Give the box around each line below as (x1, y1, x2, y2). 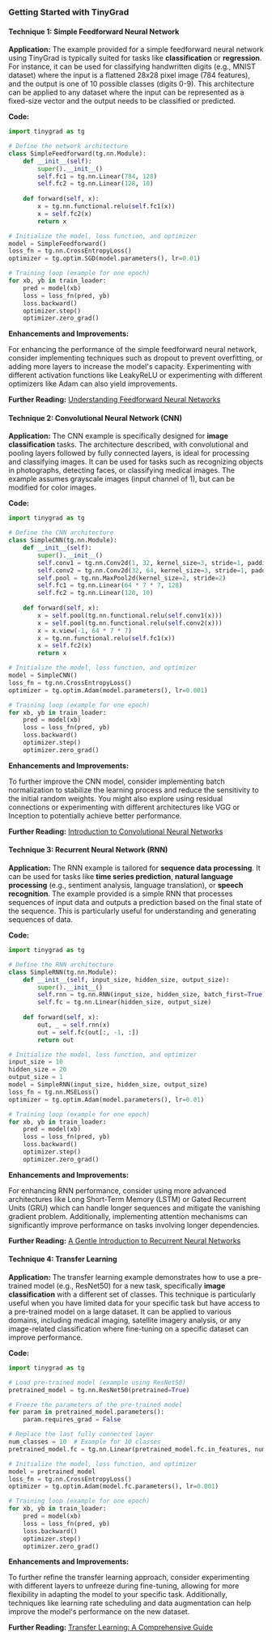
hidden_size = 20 (8, 1065, 67, 1074)
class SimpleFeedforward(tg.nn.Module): (8, 149, 147, 158)
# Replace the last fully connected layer (8, 1430, 154, 1438)
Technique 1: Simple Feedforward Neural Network (8, 27, 180, 36)
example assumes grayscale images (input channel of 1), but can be (8, 474, 236, 484)
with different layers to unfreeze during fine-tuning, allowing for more (8, 1581, 240, 1591)
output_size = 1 (8, 1073, 63, 1081)
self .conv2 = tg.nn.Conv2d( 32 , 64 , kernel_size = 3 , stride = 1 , (37, 566, 249, 575)
